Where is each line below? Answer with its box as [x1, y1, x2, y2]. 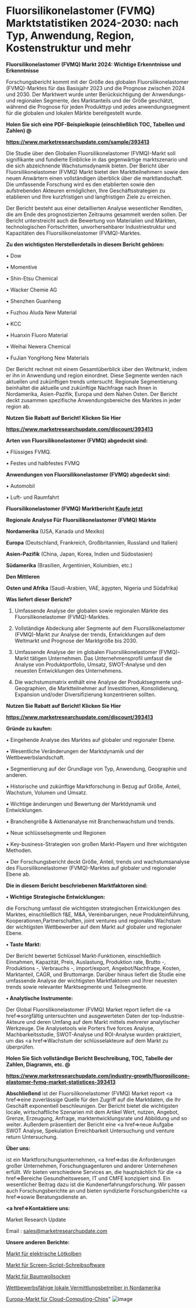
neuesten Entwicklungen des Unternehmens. [14, 667, 123, 674]
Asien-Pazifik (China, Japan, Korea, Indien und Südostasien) [6, 550, 153, 557]
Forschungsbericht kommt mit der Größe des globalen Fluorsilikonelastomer [6, 78, 189, 85]
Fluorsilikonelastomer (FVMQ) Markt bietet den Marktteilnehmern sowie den [6, 168, 189, 175]
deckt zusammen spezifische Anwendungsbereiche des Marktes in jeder [6, 396, 181, 403]
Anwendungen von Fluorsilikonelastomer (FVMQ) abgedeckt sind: [6, 471, 170, 478]
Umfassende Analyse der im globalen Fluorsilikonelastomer [14, 648, 157, 655]
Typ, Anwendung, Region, [6, 29, 134, 42]
